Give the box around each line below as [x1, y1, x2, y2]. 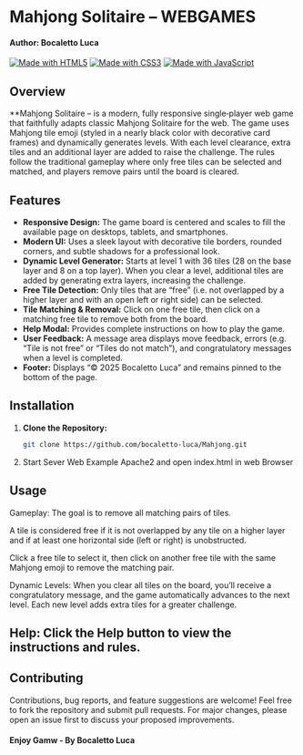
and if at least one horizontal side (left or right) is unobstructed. [9, 534, 247, 545]
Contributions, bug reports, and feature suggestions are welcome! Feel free [9, 695, 293, 706]
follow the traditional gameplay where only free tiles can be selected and [9, 157, 282, 168]
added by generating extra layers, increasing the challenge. [22, 275, 247, 286]
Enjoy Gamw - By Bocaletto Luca [9, 735, 136, 746]
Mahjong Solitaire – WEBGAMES [9, 6, 257, 27]
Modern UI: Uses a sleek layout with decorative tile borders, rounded [22, 236, 282, 247]
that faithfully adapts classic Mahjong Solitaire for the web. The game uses [9, 118, 289, 129]
